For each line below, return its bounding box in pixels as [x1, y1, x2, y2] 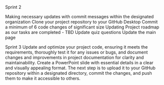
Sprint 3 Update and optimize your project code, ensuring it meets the [5, 44, 148, 50]
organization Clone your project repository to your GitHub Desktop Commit [5, 19, 158, 25]
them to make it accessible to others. [5, 76, 81, 81]
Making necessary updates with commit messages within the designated [5, 14, 154, 19]
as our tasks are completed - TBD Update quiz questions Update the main [5, 29, 156, 35]
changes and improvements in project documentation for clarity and [5, 55, 144, 60]
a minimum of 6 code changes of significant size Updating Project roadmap [5, 24, 160, 30]
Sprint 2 [5, 4, 21, 10]
